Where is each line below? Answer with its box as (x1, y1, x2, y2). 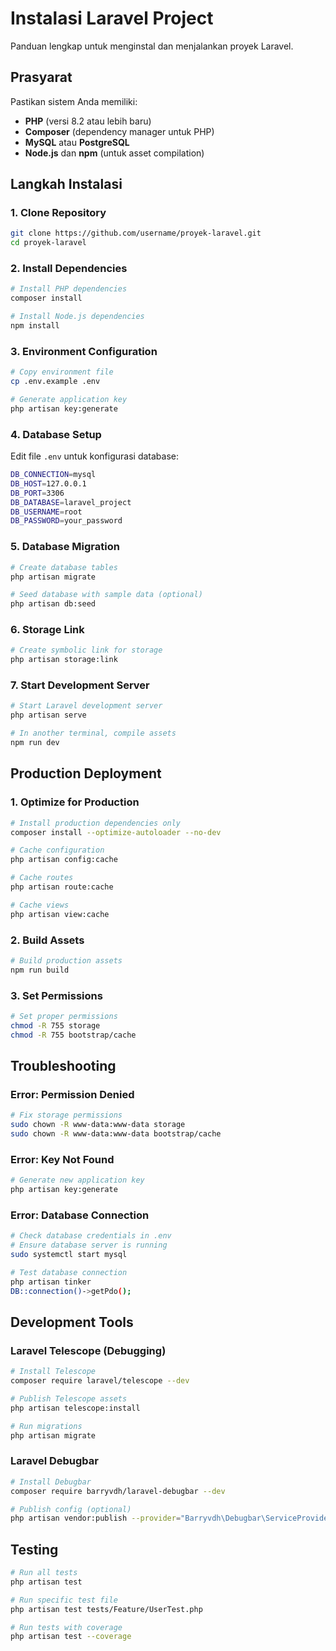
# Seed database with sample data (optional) (10, 590, 203, 600)
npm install (10, 321, 60, 331)
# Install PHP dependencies (10, 284, 128, 294)
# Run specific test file (10, 1595, 118, 1605)
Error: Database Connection (10, 1208, 150, 1222)
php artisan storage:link (10, 655, 118, 665)
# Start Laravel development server (10, 701, 163, 711)
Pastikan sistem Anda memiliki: (10, 95, 138, 107)
